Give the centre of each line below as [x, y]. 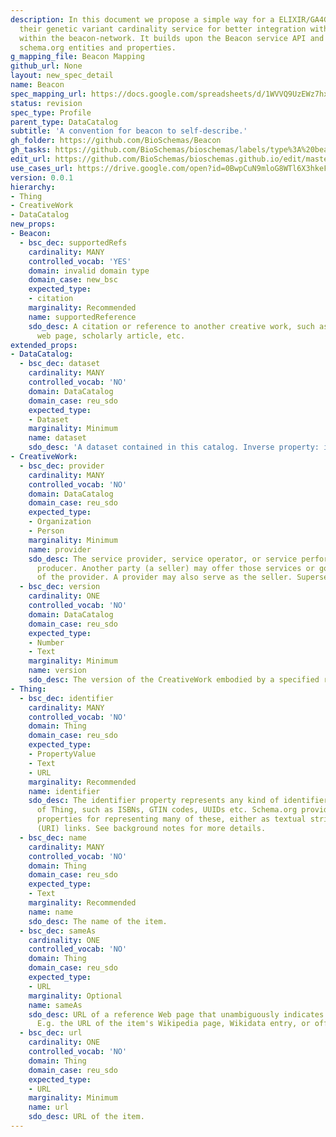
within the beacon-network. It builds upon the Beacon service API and [172, 38]
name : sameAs [55, 1005]
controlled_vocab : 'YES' [80, 261]
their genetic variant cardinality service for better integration [163, 29]
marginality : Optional [75, 996]
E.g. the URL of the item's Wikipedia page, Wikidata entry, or [173, 1024]
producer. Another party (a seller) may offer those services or [175, 568]
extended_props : [44, 345]
